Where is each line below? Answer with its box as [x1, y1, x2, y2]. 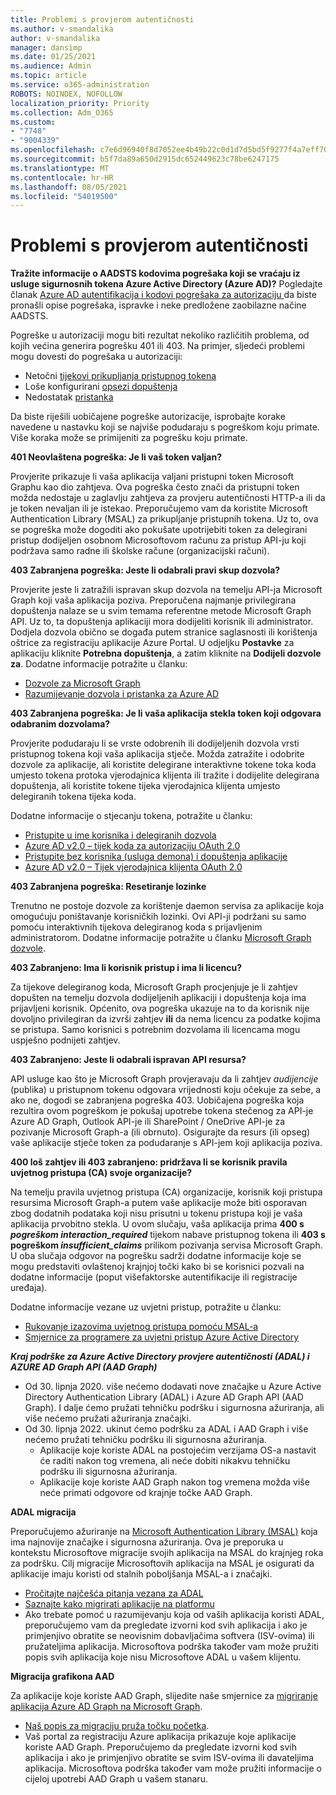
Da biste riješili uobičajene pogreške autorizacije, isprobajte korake [10, 411, 286, 423]
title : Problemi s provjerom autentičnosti [10, 14, 195, 25]
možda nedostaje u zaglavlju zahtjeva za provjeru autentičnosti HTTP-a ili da [10, 492, 326, 504]
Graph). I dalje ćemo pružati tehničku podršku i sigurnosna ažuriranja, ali [24, 1402, 325, 1414]
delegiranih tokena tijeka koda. [10, 791, 137, 803]
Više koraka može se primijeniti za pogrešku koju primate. [10, 432, 248, 444]
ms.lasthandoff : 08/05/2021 [10, 182, 128, 192]
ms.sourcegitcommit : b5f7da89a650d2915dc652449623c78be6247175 [10, 154, 280, 164]
